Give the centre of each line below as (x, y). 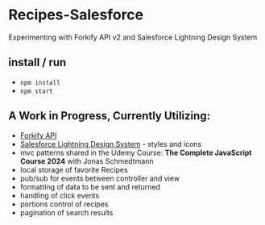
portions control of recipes (64, 204)
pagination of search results (66, 212)
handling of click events (60, 195)
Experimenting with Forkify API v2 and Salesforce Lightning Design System (133, 37)
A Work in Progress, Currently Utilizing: (110, 116)
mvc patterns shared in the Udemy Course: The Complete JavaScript (136, 152)
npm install (40, 82)
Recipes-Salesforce (76, 15)
